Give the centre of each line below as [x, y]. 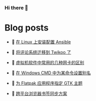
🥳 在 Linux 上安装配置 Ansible [41, 42]
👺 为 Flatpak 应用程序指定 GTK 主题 [47, 83]
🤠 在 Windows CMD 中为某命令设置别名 [51, 73]
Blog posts [27, 28]
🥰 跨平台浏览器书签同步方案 [39, 93]
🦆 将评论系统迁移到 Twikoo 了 [41, 52]
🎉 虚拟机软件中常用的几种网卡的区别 [48, 62]
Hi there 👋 [17, 8]
